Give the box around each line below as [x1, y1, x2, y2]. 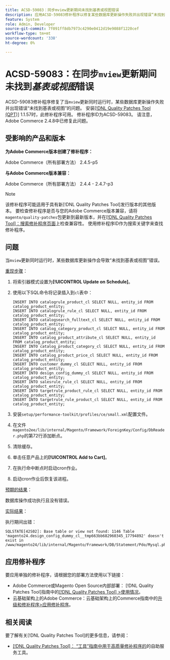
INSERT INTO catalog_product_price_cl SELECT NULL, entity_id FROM [12, 353, 158, 358]
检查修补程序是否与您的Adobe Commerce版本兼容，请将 [19, 207, 138, 213]
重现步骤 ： [5, 268, 28, 274]
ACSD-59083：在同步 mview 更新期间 [5, 68, 157, 80]
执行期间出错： [5, 519, 36, 525]
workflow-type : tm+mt [5, 31, 51, 36]
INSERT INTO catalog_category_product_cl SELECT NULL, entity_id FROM [12, 326, 165, 332]
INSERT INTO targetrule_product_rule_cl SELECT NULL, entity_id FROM [12, 388, 163, 393]
